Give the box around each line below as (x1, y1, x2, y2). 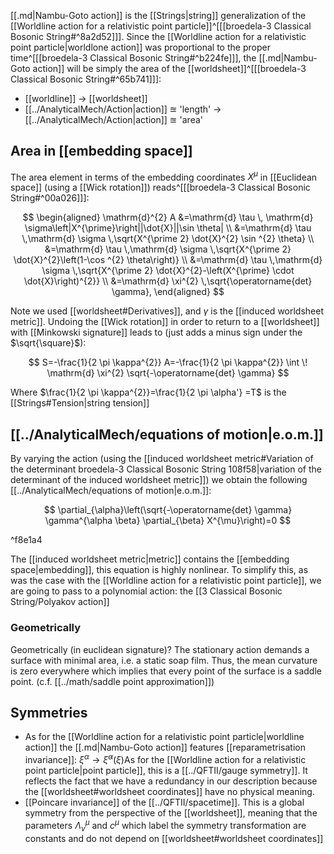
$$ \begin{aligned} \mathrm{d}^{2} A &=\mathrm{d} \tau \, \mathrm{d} (22, 211, 314, 224)
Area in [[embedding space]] (10, 143, 193, 160)
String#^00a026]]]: (10, 192, 90, 204)
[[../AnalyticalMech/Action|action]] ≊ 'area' (24, 114, 203, 125)
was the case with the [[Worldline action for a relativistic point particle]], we (10, 575, 322, 587)
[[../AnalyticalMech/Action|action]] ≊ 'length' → (24, 103, 222, 115)
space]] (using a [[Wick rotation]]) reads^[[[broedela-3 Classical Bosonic (10, 181, 311, 194)
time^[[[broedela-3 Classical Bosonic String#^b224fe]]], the (10, 52, 257, 64)
